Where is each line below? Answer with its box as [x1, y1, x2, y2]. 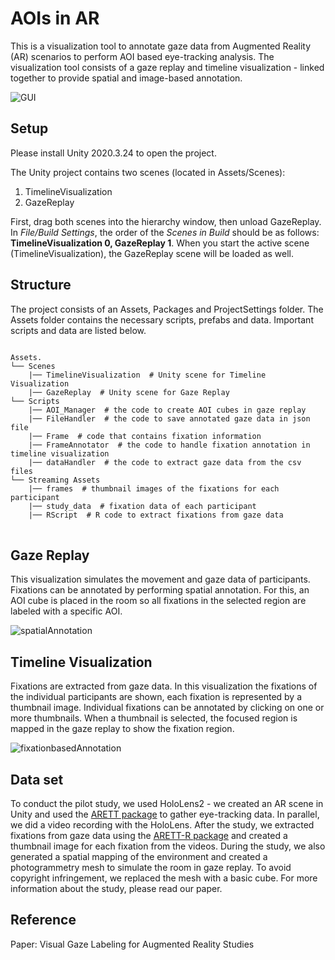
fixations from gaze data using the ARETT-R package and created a [10, 830, 288, 841]
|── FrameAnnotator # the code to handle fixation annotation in [28, 440, 311, 450]
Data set [10, 771, 64, 788]
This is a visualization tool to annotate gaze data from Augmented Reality [10, 40, 312, 52]
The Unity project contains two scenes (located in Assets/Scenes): [10, 166, 286, 178]
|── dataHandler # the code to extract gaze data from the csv [28, 457, 302, 467]
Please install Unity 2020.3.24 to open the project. [10, 147, 217, 159]
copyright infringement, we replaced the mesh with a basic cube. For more [10, 872, 318, 884]
